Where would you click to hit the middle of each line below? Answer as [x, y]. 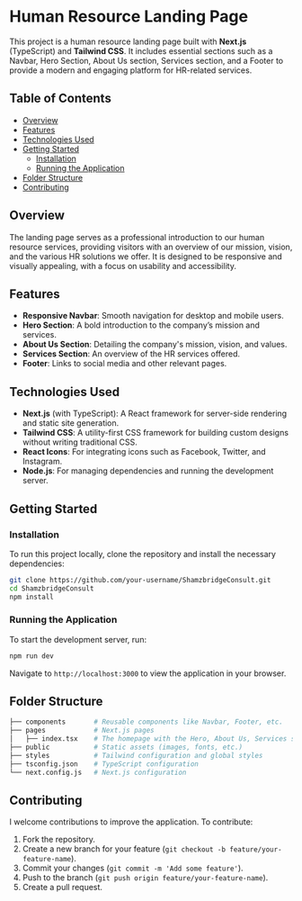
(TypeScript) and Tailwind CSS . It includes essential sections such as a [141, 50]
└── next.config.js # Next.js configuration [98, 772]
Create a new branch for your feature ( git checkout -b [124, 849]
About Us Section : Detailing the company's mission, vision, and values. [155, 345]
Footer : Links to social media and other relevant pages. [124, 364]
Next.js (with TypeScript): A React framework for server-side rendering [155, 414]
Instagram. [42, 462]
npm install [31, 597]
